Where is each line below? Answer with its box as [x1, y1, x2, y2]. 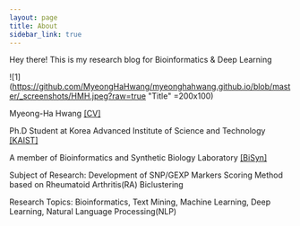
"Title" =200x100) [147, 91, 214, 101]
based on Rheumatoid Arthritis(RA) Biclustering [9, 179, 184, 190]
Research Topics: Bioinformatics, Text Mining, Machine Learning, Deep [9, 196, 271, 207]
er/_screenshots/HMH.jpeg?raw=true [9, 91, 146, 101]
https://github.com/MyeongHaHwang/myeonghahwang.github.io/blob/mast [12, 82, 291, 92]
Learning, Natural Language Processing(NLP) [9, 206, 177, 217]
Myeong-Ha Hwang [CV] [9, 109, 101, 119]
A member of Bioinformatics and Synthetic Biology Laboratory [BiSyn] [9, 152, 268, 163]
